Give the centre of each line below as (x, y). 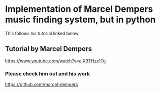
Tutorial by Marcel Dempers (48, 49)
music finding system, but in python (80, 20)
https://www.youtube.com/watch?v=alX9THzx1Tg (55, 61)
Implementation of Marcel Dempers (79, 9)
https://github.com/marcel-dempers (42, 85)
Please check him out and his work (48, 74)
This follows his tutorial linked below (42, 33)
